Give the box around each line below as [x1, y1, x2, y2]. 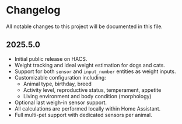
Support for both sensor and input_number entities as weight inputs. [14, 68, 176, 75]
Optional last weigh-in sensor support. [14, 99, 107, 106]
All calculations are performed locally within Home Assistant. [14, 105, 161, 112]
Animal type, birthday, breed [23, 80, 92, 87]
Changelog [6, 4, 61, 17]
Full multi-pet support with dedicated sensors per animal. [14, 111, 153, 118]
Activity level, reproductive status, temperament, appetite [23, 86, 162, 94]
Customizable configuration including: [14, 74, 106, 81]
